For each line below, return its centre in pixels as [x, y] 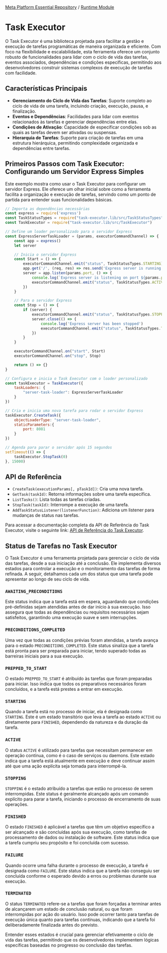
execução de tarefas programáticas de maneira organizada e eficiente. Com [83, 46]
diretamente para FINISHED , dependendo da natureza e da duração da [77, 722]
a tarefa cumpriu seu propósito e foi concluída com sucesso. [67, 843]
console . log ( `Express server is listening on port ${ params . [96, 278]
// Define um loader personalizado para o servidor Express [69, 232]
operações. [17, 804]
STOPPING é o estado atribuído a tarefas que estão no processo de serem [79, 788]
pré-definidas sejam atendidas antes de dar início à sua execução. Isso [78, 607]
